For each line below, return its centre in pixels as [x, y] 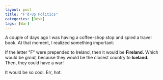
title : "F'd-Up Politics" [31, 14]
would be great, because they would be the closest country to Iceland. [77, 58]
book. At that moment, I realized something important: [60, 43]
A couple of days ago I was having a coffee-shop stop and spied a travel [79, 38]
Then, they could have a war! [34, 63]
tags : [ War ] [17, 23]
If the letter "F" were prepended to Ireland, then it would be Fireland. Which [82, 52]
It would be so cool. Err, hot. [34, 73]
